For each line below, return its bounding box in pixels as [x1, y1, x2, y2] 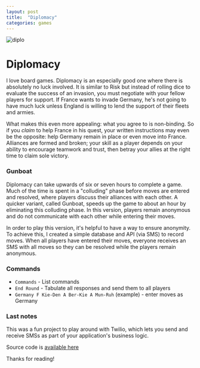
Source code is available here [6, 343, 79, 351]
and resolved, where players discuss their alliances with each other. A [6, 193, 178, 200]
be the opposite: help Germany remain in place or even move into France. [6, 133, 187, 141]
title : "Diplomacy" [6, 14, 58, 20]
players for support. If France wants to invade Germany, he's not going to [6, 96, 187, 104]
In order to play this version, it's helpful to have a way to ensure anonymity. [6, 224, 191, 231]
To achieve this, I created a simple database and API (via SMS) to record [6, 230, 184, 238]
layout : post [6, 8, 39, 15]
